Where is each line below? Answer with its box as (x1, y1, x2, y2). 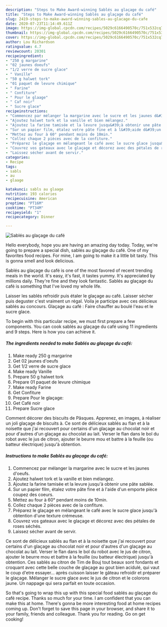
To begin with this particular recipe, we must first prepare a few (5, 318, 135, 324)
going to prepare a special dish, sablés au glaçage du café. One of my (5, 248, 149, 253)
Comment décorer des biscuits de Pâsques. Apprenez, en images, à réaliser (5, 415, 161, 421)
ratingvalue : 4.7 (5, 44, 42, 49)
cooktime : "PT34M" (5, 205, 44, 210)
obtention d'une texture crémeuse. (12, 513, 84, 519)
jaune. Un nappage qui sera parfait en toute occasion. (5, 580, 116, 586)
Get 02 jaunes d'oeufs (12, 358, 58, 364)
